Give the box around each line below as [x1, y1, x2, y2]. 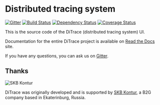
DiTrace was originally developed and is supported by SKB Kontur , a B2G [5, 89, 152, 95]
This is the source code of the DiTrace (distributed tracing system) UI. [5, 29, 145, 35]
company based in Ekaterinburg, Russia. [5, 94, 86, 100]
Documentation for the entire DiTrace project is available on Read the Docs [5, 38, 155, 44]
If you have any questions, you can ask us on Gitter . [5, 52, 108, 59]
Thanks [5, 67, 29, 75]
